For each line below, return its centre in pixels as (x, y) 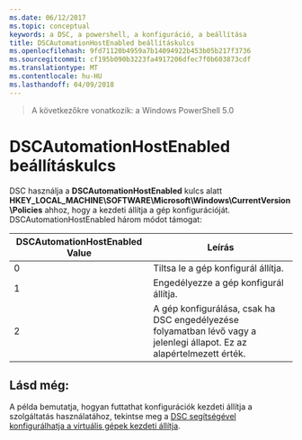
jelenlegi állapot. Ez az (200, 342)
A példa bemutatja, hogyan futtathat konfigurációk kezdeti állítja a (131, 407)
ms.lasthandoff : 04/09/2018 (62, 85)
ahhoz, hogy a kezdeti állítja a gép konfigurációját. (138, 210)
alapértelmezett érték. (199, 354)
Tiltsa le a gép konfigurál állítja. (218, 268)
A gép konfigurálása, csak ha (214, 309)
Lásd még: (39, 385)
